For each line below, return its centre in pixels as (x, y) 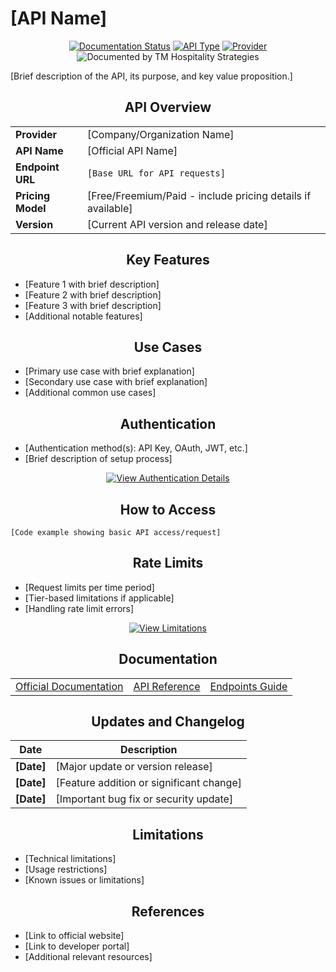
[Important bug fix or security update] (144, 799)
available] (109, 208)
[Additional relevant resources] (88, 957)
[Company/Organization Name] (160, 134)
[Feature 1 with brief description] (92, 284)
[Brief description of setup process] (98, 459)
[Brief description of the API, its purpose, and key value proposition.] (151, 76)
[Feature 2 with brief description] (93, 294)
